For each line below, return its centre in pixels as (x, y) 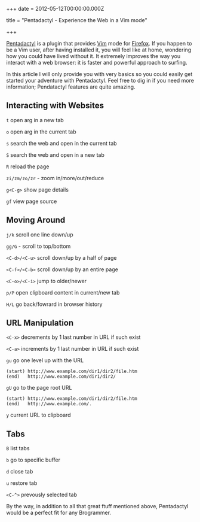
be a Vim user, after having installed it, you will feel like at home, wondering (99, 50)
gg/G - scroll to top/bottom (39, 246)
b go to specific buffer (33, 460)
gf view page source (32, 201)
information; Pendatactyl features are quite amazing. (71, 87)
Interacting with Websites (55, 106)
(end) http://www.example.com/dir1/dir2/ (61, 377)
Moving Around (36, 220)
